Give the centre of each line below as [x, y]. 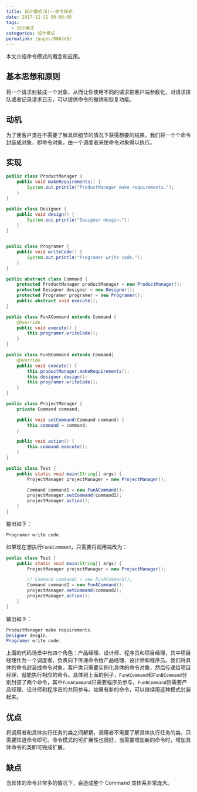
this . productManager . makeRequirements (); [79, 371]
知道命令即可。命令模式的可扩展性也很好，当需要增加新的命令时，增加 [101, 740]
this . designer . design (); [57, 377]
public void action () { [46, 442]
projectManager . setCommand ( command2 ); [74, 591]
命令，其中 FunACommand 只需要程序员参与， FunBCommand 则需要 [109, 682]
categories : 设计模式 [31, 34]
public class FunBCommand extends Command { [60, 355]
